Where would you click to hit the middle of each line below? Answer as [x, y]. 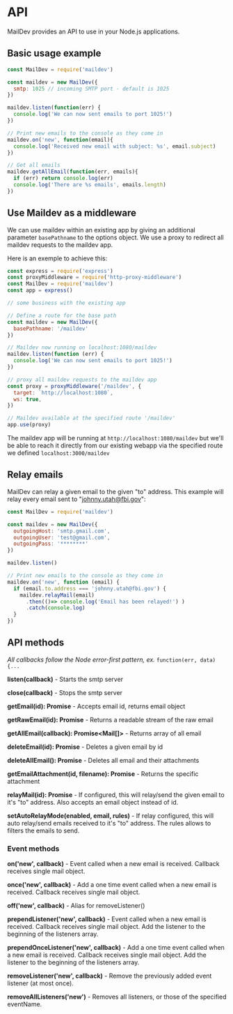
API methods [36, 643]
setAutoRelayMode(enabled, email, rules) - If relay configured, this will [111, 815]
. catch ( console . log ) [55, 608]
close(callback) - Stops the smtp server [65, 692]
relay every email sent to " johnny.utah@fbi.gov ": [77, 499]
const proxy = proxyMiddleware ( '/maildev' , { [74, 386]
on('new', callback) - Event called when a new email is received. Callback [114, 864]
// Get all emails [34, 165]
